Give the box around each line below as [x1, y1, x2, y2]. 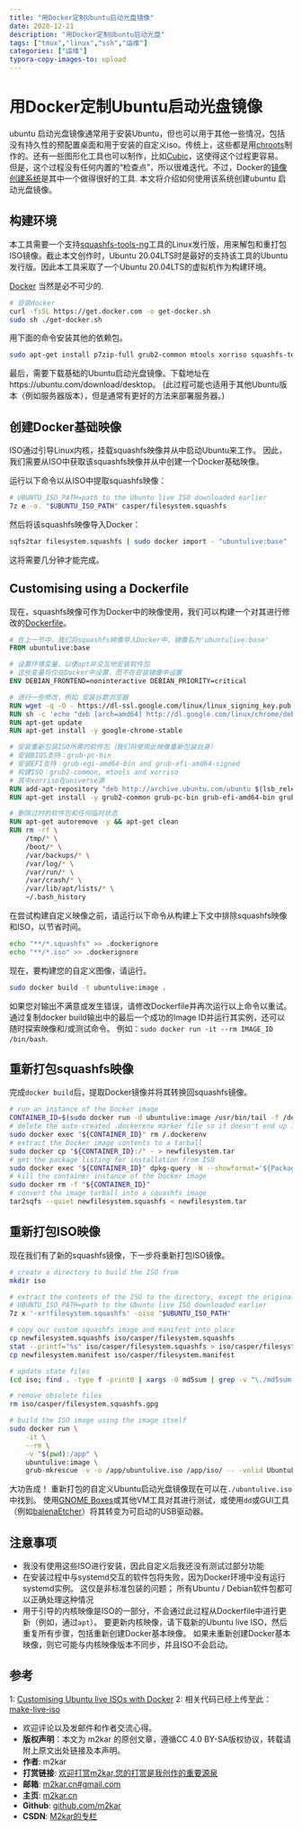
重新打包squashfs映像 [9, 1061, 134, 1077]
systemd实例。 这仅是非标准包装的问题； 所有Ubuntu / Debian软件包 [22, 1583, 277, 1594]
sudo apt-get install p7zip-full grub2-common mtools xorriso [9, 350, 247, 360]
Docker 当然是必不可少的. [9, 280, 104, 291]
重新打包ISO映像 [9, 1224, 101, 1240]
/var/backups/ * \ [25, 851, 91, 860]
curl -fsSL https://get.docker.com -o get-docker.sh [9, 307, 211, 316]
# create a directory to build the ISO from [9, 1267, 179, 1276]
